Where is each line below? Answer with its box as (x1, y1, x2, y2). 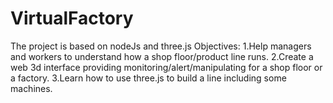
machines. (10, 82, 53, 94)
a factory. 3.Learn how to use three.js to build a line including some (10, 72, 287, 84)
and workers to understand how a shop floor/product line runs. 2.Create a (10, 50, 314, 62)
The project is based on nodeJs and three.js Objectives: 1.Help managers (10, 40, 312, 52)
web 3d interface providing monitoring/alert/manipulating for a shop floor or (10, 61, 323, 73)
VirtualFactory (10, 7, 134, 30)
